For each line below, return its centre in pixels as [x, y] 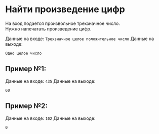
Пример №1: [26, 69]
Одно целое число [24, 53]
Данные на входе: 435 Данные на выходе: [50, 81]
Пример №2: [27, 106]
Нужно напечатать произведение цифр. [48, 28]
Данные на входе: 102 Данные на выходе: [50, 118]
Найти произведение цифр [65, 9]
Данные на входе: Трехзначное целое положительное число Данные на [80, 39]
